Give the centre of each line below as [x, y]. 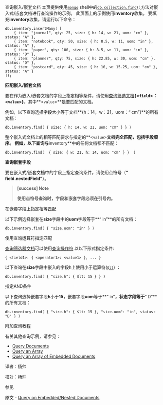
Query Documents [30, 346]
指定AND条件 [18, 286]
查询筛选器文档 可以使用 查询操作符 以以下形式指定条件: [60, 248]
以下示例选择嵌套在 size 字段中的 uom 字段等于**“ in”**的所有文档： [71, 219]
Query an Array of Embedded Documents [54, 356]
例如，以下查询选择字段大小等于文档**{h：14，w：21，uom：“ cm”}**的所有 [82, 112]
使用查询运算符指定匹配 [28, 238]
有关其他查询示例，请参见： [33, 336]
